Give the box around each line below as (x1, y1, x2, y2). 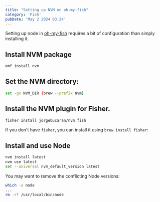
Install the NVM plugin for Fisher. (5, 105, 110, 113)
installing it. (5, 36, 29, 42)
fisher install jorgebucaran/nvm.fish (5, 118, 86, 123)
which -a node (5, 182, 35, 188)
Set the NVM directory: (5, 77, 79, 86)
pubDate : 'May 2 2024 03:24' (5, 17, 66, 22)
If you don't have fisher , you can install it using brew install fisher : (5, 127, 149, 133)
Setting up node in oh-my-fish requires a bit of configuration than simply (5, 31, 155, 37)
